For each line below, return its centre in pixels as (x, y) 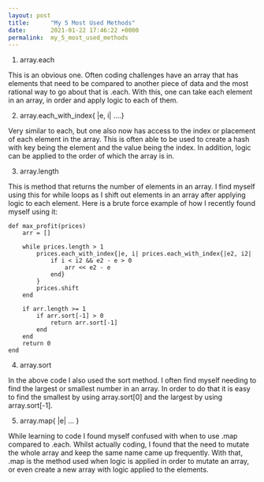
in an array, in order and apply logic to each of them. (93, 100)
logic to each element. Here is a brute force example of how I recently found (132, 204)
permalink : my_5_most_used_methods (68, 37)
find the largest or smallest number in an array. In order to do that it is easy (129, 389)
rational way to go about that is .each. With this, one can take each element (130, 92)
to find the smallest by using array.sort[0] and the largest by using (115, 397)
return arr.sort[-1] (84, 323)
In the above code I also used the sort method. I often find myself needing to (132, 380)
